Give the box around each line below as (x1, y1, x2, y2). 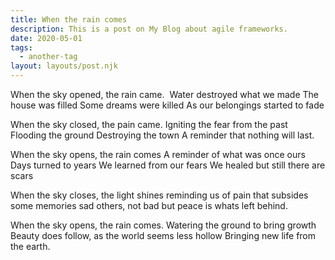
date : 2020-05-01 (10, 33, 83, 43)
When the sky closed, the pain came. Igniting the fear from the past (10, 119, 288, 130)
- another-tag (19, 52, 78, 62)
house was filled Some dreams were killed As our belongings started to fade (10, 99, 325, 111)
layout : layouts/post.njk (10, 61, 118, 71)
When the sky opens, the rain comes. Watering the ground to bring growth (10, 219, 317, 231)
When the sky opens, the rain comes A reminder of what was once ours (10, 149, 306, 160)
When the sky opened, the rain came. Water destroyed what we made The (10, 89, 319, 100)
